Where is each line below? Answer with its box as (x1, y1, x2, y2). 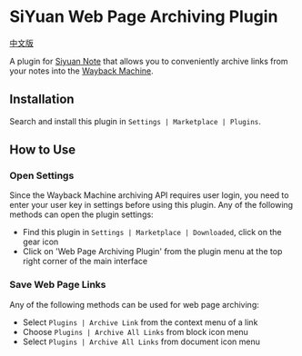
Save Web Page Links (9, 279, 106, 292)
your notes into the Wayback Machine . (9, 65, 155, 76)
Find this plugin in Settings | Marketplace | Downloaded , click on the (22, 227, 282, 238)
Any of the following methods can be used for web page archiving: (9, 299, 259, 310)
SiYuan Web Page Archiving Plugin (9, 6, 278, 27)
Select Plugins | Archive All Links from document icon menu (22, 336, 261, 347)
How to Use (9, 143, 76, 158)
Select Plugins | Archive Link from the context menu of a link (22, 316, 258, 328)
